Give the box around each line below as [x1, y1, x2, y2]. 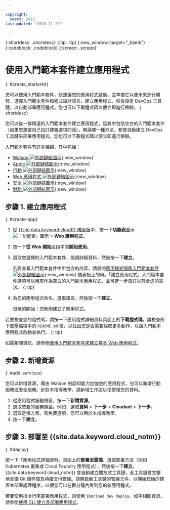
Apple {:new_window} [12, 161, 90, 167]
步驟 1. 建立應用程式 [5, 202, 67, 211]
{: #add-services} [5, 370, 42, 376]
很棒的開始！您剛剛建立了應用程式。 [12, 306, 89, 312]
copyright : [5, 12, 28, 17]
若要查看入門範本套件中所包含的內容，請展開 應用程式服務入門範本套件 [12, 265, 159, 271]
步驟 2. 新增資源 [5, 356, 55, 365]
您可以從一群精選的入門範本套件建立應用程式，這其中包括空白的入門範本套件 [5, 120, 165, 126]
